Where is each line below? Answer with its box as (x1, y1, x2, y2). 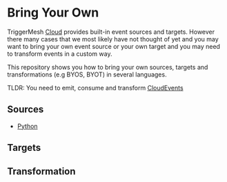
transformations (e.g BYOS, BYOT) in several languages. (7, 70, 167, 79)
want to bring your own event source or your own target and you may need (7, 42, 221, 50)
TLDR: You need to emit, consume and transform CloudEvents (7, 83, 184, 92)
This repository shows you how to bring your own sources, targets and (7, 63, 208, 71)
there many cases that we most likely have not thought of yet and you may (7, 34, 219, 43)
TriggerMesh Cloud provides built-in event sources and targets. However (7, 28, 215, 36)
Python (17, 122, 38, 130)
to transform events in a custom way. (7, 50, 112, 58)
